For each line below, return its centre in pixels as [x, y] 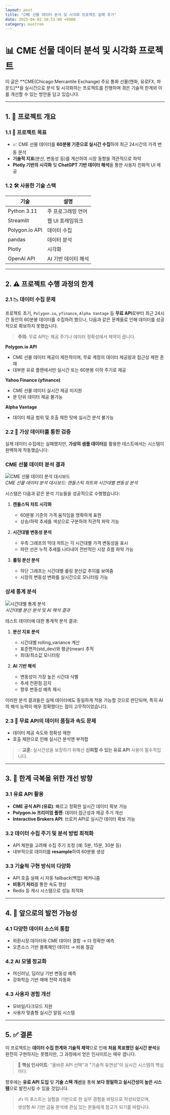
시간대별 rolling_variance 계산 [50, 642]
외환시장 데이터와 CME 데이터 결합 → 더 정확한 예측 [63, 941]
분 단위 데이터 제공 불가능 [38, 397]
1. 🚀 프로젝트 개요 [31, 116]
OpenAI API [22, 259]
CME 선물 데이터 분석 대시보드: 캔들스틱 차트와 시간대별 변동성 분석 [72, 483]
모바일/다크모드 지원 [32, 1006]
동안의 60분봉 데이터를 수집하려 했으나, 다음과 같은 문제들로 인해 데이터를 [83, 319]
